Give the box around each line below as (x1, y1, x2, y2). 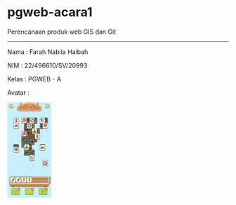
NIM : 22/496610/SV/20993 (7, 61, 88, 70)
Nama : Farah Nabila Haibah (7, 47, 88, 56)
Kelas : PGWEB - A (7, 74, 62, 83)
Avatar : (7, 88, 30, 97)
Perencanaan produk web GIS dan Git (7, 27, 117, 36)
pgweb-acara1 (7, 4, 93, 20)
